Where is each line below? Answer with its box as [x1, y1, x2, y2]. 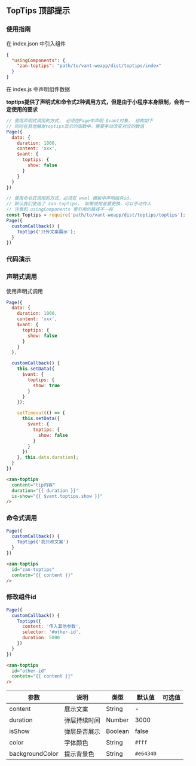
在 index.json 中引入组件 [6, 39, 66, 47]
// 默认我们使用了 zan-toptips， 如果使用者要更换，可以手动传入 [6, 201, 152, 207]
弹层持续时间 [64, 716, 100, 725]
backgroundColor [9, 750, 59, 758]
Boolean [106, 727, 130, 735]
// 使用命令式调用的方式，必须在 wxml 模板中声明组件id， [6, 195, 134, 202]
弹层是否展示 [64, 728, 100, 736]
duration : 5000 [22, 635, 60, 641]
